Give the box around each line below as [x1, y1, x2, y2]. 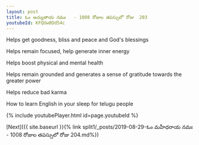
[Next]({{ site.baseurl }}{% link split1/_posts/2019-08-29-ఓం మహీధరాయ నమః [6, 124, 193, 131]
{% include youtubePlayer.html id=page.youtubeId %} [6, 112, 139, 119]
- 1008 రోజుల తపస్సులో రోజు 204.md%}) [6, 131, 99, 138]
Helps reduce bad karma [6, 89, 67, 96]
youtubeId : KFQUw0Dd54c [6, 20, 66, 26]
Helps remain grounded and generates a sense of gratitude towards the [6, 71, 182, 78]
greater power [6, 77, 41, 84]
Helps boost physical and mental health [6, 59, 103, 66]
